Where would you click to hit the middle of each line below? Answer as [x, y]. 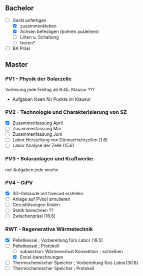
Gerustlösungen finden [36, 205]
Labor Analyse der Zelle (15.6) [43, 145]
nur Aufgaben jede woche [32, 170]
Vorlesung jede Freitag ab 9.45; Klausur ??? [50, 89]
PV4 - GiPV [19, 183]
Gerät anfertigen [29, 20]
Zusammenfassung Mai [36, 129]
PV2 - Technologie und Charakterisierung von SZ [66, 112]
